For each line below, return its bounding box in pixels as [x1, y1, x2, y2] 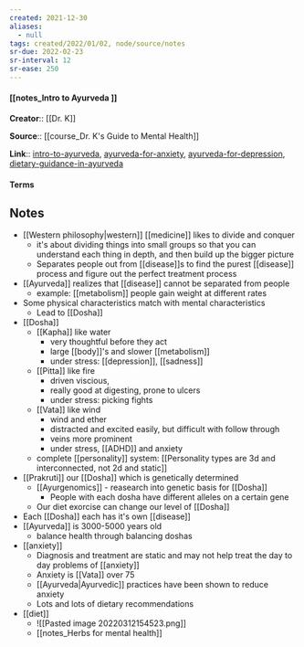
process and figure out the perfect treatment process [36, 269, 237, 280]
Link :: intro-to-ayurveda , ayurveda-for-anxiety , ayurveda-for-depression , [9, 148, 286, 160]
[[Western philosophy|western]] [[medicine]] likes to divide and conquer [22, 229, 295, 240]
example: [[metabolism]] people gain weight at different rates [36, 288, 267, 299]
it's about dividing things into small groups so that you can [36, 239, 257, 250]
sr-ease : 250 [9, 65, 59, 74]
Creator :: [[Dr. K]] [9, 113, 76, 124]
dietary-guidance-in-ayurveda [9, 158, 124, 169]
